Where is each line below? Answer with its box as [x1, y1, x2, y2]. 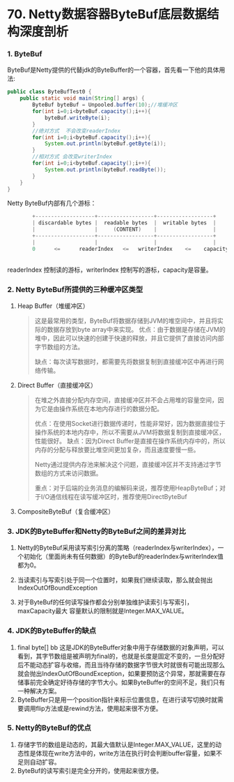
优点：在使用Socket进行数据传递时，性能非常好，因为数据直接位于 [34, 419, 226, 427]
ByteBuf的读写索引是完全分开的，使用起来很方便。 [17, 766, 163, 774]
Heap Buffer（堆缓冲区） [17, 301, 89, 310]
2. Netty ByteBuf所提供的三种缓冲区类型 [7, 284, 143, 294]
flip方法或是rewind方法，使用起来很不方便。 [36, 704, 162, 712]
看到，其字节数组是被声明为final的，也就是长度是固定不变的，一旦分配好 [17, 652, 225, 660]
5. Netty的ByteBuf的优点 [7, 723, 92, 733]
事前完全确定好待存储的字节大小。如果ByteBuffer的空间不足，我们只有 [23, 677, 225, 687]
